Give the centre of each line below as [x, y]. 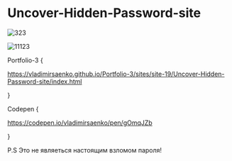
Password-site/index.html [45, 81]
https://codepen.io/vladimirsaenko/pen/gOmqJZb [80, 123]
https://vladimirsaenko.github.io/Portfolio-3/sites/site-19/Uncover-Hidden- [116, 74]
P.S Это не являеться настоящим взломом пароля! [84, 150]
